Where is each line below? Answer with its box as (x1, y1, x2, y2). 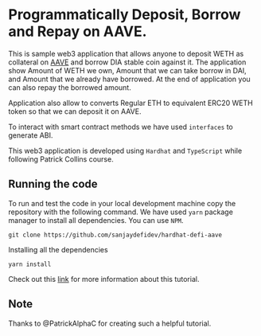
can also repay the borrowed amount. (8, 82, 131, 92)
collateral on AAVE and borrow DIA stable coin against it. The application (8, 57, 247, 67)
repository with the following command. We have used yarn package (8, 207, 233, 217)
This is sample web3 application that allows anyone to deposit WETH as (8, 49, 244, 58)
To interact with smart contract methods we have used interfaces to (8, 122, 233, 131)
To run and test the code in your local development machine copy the (8, 198, 236, 208)
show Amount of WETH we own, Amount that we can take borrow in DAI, (8, 65, 247, 75)
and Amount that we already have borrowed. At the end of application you (8, 74, 251, 84)
